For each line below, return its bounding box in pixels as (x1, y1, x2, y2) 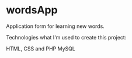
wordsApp (6, 3, 58, 17)
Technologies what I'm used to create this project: (6, 34, 127, 41)
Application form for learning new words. (6, 23, 105, 30)
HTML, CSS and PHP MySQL (6, 45, 76, 52)
